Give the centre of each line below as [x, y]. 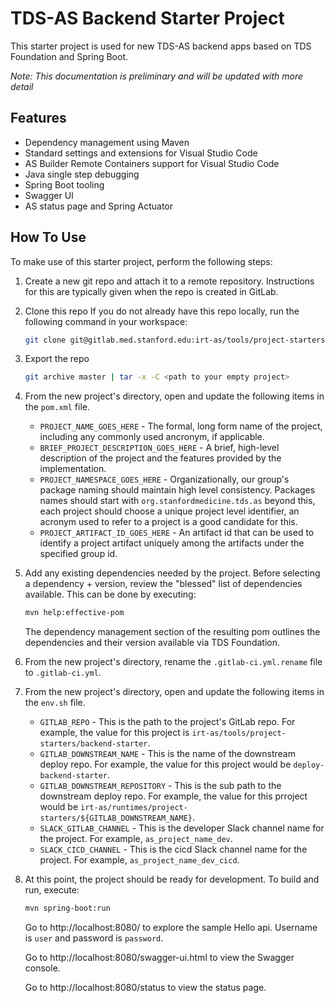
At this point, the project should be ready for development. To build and [172, 879]
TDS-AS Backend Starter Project [147, 18]
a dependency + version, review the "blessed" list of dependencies [163, 584]
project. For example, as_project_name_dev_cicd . [139, 860]
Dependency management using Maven [107, 142]
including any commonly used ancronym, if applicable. [152, 437]
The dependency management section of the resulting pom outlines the [172, 632]
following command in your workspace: [106, 321]
